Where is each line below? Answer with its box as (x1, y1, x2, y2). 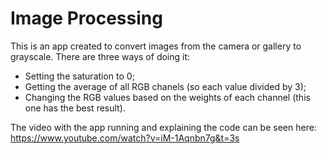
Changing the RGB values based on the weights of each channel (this (24, 91, 311, 103)
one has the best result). (24, 102, 126, 114)
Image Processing (10, 7, 163, 30)
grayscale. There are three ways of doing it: (10, 50, 191, 62)
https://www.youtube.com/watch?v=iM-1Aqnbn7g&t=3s (10, 132, 240, 144)
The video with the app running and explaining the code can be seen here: (10, 121, 317, 133)
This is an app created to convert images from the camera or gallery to (10, 40, 302, 52)
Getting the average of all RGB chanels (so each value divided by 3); (24, 80, 307, 92)
